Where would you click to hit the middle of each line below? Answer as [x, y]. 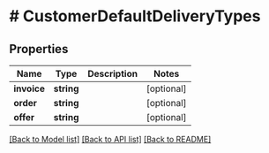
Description [113, 74]
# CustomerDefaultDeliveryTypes [135, 16]
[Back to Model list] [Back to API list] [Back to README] [110, 139]
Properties [39, 49]
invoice [30, 88]
